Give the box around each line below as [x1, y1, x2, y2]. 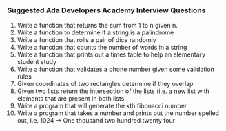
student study [17, 58, 57, 66]
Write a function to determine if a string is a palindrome [17, 28, 174, 37]
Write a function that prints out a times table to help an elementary [17, 50, 205, 59]
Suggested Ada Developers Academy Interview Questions [7, 6, 206, 15]
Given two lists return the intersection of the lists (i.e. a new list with [17, 87, 210, 95]
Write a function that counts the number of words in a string [17, 43, 187, 52]
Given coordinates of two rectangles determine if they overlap [17, 80, 194, 88]
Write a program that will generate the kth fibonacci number [17, 102, 187, 110]
